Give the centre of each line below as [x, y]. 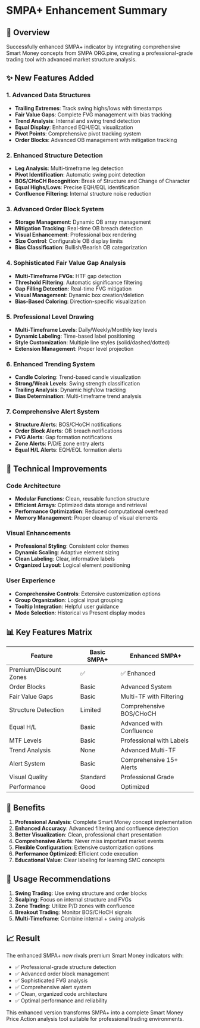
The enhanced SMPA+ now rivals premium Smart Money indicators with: [95, 956]
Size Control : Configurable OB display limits [69, 241]
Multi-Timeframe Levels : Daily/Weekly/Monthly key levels [86, 329]
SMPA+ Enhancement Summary [87, 10]
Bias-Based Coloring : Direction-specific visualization [80, 301]
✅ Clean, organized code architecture [61, 994]
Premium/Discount [35, 669]
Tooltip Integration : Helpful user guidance [67, 606]
